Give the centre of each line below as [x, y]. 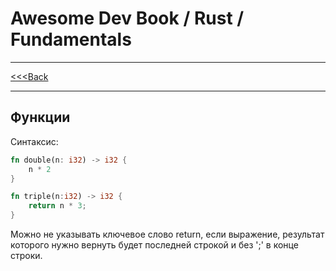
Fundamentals [71, 39]
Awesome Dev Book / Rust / [127, 18]
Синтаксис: [34, 141]
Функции [40, 117]
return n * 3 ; [57, 206]
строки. [26, 255]
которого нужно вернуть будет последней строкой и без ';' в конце [154, 245]
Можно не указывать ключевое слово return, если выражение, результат [167, 234]
